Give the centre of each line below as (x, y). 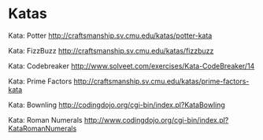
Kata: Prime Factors (40, 81)
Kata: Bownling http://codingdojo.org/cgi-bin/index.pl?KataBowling (117, 105)
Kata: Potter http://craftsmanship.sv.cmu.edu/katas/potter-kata (110, 35)
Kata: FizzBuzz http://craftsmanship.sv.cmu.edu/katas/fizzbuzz (111, 50)
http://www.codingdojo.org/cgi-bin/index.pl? (156, 120)
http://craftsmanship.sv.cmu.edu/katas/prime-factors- (161, 81)
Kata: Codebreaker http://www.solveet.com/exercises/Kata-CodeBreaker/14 (131, 66)
